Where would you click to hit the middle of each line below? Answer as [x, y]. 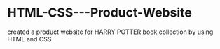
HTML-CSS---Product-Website [100, 13]
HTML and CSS [29, 39]
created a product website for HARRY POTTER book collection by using [110, 32]
